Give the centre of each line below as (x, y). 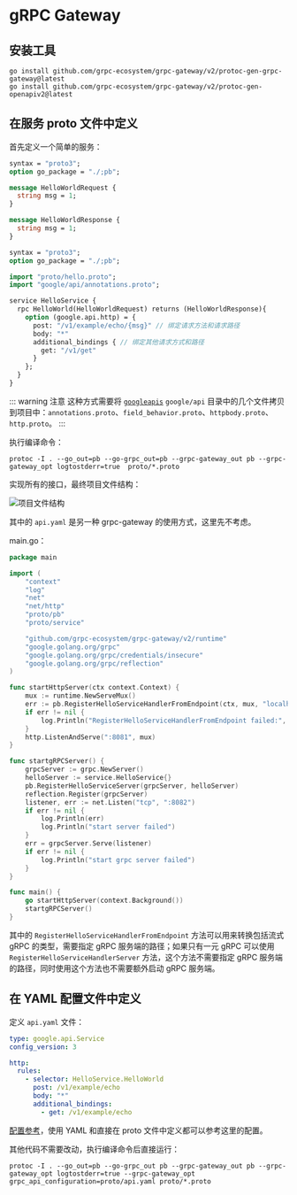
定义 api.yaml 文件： (47, 1022)
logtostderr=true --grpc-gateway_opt (126, 1174)
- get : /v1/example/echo (87, 1112)
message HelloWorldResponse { (65, 220)
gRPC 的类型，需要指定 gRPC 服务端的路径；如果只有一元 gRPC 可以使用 (142, 946)
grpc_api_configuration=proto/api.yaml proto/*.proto (110, 1181)
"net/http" (45, 606)
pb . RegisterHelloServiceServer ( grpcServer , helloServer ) (132, 786)
